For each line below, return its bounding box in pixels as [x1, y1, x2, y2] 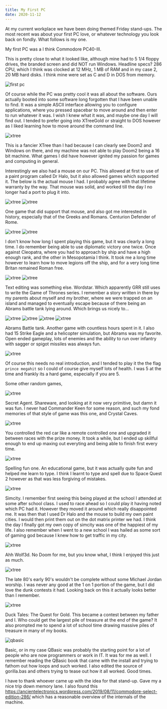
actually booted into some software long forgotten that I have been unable [5, 96, 158, 102]
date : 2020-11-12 [5, 12, 41, 17]
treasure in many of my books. [5, 628, 68, 634]
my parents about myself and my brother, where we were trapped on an [5, 295, 153, 301]
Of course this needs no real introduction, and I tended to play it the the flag [5, 360, 161, 366]
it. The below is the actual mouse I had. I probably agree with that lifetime [5, 178, 156, 184]
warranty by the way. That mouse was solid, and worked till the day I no [5, 183, 153, 190]
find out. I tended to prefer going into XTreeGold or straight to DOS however [5, 117, 161, 123]
